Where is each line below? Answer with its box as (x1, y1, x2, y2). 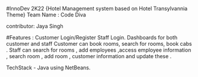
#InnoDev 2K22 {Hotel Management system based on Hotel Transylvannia (6, 5, 188, 12)
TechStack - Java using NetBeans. (6, 64, 91, 71)
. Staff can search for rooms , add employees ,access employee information (6, 46, 191, 53)
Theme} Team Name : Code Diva (6, 11, 87, 18)
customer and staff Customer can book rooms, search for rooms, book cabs (6, 41, 193, 47)
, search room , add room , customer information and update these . (6, 53, 172, 59)
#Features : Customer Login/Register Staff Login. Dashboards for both (6, 34, 178, 41)
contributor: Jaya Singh (6, 23, 63, 29)
